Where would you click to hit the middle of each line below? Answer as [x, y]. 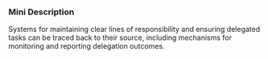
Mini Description [41, 12]
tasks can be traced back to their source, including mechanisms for [120, 37]
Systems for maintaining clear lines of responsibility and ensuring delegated [134, 29]
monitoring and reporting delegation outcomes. [87, 46]
